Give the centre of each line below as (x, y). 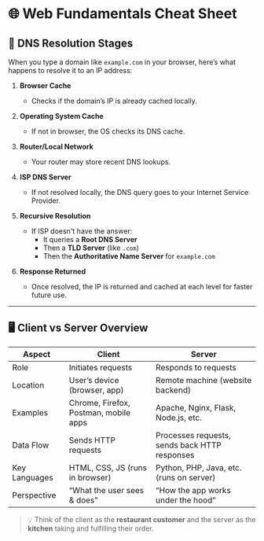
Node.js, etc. (179, 418)
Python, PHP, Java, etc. (199, 467)
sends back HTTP (189, 445)
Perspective (34, 495)
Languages (33, 477)
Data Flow (31, 445)
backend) (173, 390)
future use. (49, 295)
